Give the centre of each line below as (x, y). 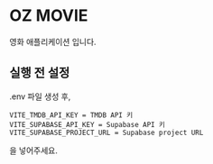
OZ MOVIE (49, 16)
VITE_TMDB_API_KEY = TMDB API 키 (71, 115)
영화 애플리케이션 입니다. (53, 41)
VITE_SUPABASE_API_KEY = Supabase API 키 (87, 124)
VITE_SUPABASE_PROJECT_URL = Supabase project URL (106, 132)
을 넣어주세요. (34, 150)
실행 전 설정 (40, 73)
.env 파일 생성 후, (40, 96)
